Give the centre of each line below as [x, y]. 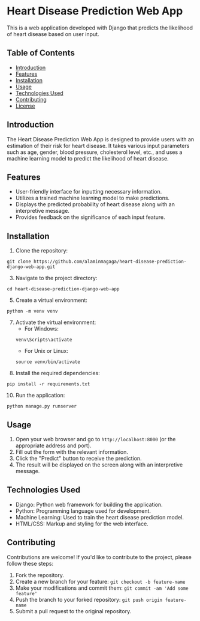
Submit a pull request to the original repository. [73, 611]
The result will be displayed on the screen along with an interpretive [99, 465]
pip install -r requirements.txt [49, 384]
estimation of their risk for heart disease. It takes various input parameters [98, 145]
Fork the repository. [40, 575]
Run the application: [40, 396]
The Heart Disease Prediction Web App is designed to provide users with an [101, 139]
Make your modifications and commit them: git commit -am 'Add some [102, 588]
